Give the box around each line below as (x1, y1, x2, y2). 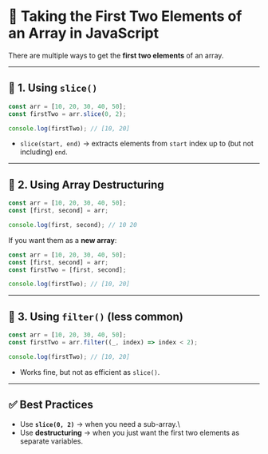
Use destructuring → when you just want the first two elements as (19, 428, 240, 437)
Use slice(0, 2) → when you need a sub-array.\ (19, 419, 181, 428)
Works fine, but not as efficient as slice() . (19, 367, 160, 376)
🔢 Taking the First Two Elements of (8, 7, 242, 26)
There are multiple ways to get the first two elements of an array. (8, 50, 224, 60)
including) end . (19, 147, 68, 157)
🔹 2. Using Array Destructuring (8, 177, 165, 191)
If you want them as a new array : (8, 235, 117, 245)
